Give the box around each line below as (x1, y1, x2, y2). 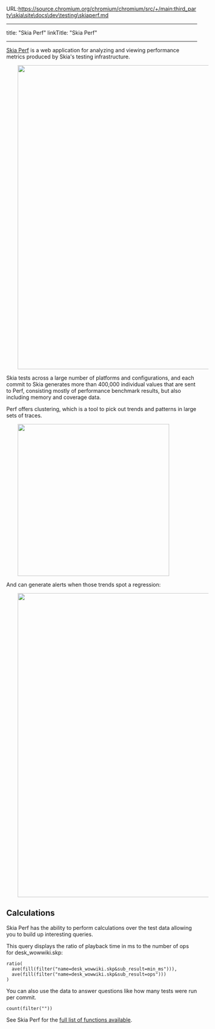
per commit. (6, 994, 36, 1001)
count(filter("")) (6, 1005, 53, 1011)
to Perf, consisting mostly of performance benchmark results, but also (6, 387, 182, 394)
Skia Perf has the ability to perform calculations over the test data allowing (6, 924, 192, 931)
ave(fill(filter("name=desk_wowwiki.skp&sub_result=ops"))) (12, 971, 167, 977)
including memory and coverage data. (6, 393, 101, 401)
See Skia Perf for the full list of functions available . (6, 1016, 133, 1024)
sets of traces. (6, 412, 42, 419)
